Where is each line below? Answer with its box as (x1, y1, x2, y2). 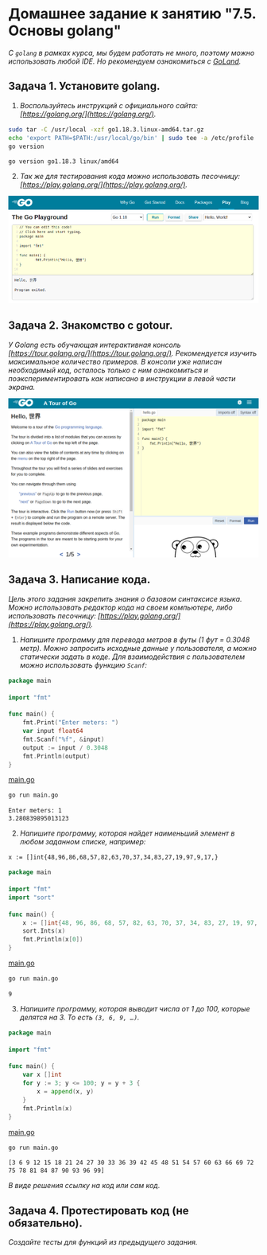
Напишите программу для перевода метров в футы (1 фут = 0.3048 (19, 634, 250, 645)
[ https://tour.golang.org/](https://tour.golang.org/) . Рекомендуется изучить (8, 348, 257, 358)
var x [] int (22, 1071, 62, 1079)
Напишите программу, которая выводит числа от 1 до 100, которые (19, 1004, 250, 1013)
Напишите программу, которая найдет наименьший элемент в (19, 828, 235, 838)
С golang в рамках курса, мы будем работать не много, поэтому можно (8, 48, 255, 57)
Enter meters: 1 (8, 807, 62, 815)
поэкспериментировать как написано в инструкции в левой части (8, 373, 236, 383)
